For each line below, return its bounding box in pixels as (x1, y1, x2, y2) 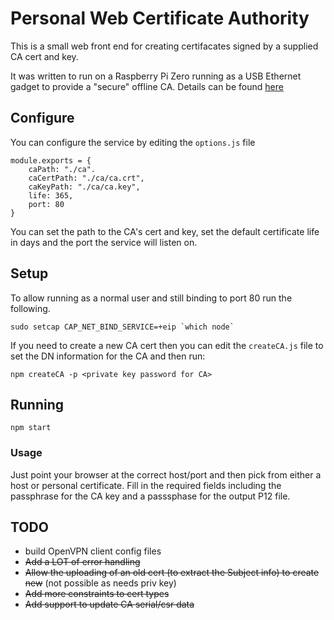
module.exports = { (10, 155, 92, 166)
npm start (10, 423, 52, 433)
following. (10, 302, 51, 314)
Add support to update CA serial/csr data (24, 598, 195, 611)
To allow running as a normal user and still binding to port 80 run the (10, 292, 293, 304)
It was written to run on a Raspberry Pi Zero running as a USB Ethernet (10, 70, 302, 82)
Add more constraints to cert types (24, 588, 170, 600)
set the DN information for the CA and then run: (10, 350, 206, 362)
